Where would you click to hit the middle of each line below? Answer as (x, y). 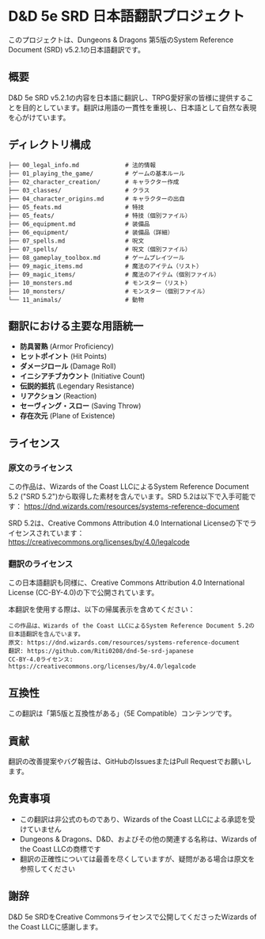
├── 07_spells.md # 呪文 (76, 241)
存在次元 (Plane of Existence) (67, 416)
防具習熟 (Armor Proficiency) (67, 346)
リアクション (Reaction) (58, 396)
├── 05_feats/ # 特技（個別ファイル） (100, 216)
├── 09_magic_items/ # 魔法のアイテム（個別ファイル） (114, 274)
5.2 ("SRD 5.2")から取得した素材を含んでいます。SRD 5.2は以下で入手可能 (129, 497)
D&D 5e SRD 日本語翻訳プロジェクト (127, 16)
